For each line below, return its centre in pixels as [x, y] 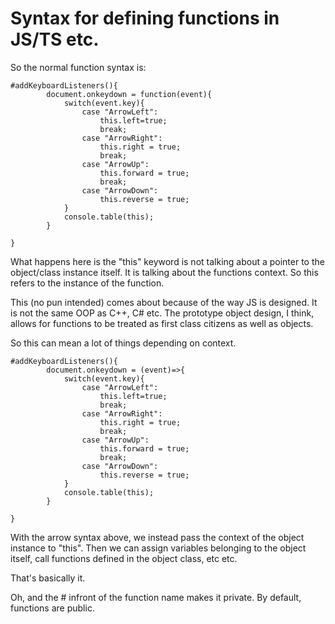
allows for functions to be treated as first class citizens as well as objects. [162, 323]
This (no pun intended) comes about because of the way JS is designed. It [164, 302]
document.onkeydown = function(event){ [129, 94]
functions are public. [52, 608]
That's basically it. [48, 578]
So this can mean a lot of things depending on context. [123, 343]
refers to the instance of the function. [87, 283]
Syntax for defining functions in [145, 18]
